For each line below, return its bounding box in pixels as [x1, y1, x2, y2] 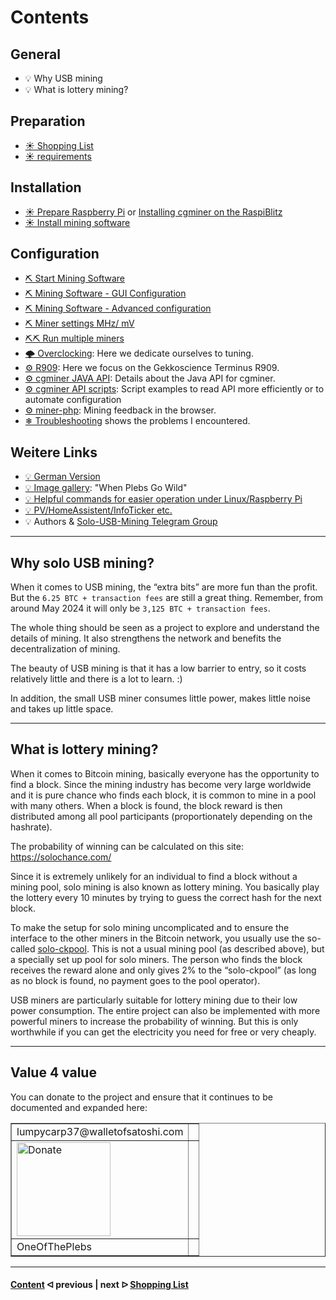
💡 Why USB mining [24, 72, 103, 84]
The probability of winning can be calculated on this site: [10, 840, 244, 852]
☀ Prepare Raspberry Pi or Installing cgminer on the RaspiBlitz [24, 206, 283, 218]
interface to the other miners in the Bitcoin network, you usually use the [10, 932, 305, 944]
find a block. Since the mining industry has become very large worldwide [10, 778, 312, 790]
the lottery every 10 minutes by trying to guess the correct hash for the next [10, 891, 322, 903]
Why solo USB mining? [10, 554, 155, 571]
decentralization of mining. [10, 643, 121, 655]
